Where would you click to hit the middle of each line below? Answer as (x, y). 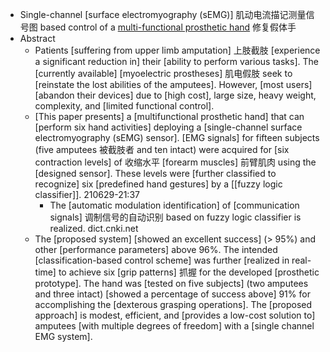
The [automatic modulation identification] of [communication (174, 205)
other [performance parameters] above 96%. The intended (156, 249)
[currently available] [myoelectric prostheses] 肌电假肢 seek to (163, 73)
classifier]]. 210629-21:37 (87, 194)
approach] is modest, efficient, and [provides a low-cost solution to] (175, 315)
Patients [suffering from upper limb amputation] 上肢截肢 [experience (177, 50)
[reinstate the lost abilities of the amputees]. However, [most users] (173, 84)
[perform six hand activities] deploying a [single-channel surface (168, 127)
